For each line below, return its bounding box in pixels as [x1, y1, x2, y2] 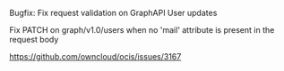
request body [9, 35, 59, 44]
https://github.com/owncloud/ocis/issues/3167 [9, 51, 182, 61]
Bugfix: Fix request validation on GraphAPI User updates [9, 8, 218, 18]
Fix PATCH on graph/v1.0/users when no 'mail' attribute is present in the [9, 25, 275, 35]
